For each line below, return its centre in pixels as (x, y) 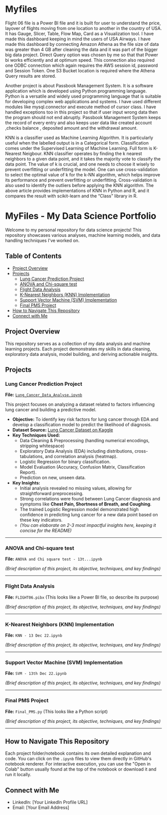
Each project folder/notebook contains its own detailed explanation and (78, 753)
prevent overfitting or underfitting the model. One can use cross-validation (82, 169)
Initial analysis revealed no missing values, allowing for (76, 488)
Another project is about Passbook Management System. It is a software (79, 85)
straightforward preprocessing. (51, 493)
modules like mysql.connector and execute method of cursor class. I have (81, 107)
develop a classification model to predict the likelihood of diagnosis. (82, 425)
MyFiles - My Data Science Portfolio (81, 216)
